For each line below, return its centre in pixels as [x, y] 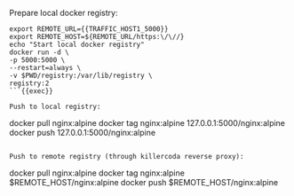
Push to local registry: [55, 106]
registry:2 [29, 83]
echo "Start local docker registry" [77, 44]
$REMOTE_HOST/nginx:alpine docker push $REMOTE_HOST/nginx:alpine [143, 182]
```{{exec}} [31, 91]
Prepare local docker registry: [64, 13]
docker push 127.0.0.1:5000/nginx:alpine [83, 133]
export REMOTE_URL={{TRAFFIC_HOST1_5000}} [89, 29]
